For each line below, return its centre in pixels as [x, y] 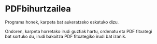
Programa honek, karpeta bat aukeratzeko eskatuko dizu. [62, 22]
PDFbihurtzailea [38, 9]
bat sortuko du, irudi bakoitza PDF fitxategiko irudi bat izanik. [66, 36]
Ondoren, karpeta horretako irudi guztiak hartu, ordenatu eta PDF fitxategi [78, 31]
